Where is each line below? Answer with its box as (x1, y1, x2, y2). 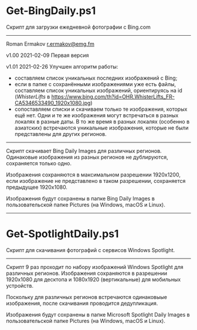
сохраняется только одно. (6, 159, 72, 166)
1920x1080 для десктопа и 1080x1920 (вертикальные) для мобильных (6, 275, 181, 283)
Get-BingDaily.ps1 (6, 4, 96, 18)
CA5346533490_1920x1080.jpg (14, 99, 91, 106)
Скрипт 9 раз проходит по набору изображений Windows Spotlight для (6, 263, 184, 270)
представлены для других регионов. (14, 130, 107, 137)
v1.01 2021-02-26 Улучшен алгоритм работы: (6, 63, 118, 70)
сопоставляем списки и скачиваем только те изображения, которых (14, 106, 188, 113)
